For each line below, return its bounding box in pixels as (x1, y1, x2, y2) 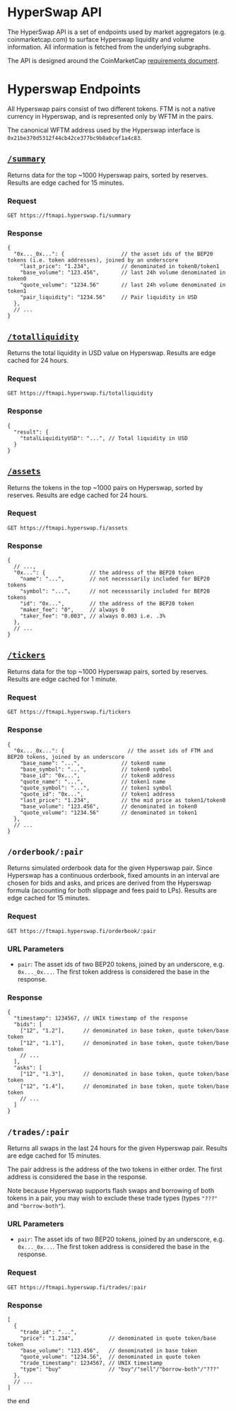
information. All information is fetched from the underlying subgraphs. (7, 42, 211, 51)
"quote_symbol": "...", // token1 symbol (20, 784, 172, 791)
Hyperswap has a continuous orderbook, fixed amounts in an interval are (7, 871, 220, 880)
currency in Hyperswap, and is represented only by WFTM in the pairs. (7, 112, 214, 120)
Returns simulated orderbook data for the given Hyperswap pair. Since (7, 864, 213, 872)
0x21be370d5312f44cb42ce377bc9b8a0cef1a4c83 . (7, 133, 143, 141)
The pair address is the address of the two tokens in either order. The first (7, 1165, 223, 1174)
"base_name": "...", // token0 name (20, 760, 166, 767)
